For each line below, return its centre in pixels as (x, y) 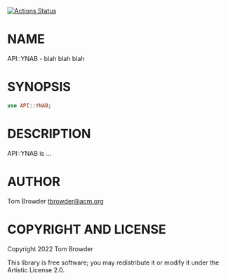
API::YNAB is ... (29, 153)
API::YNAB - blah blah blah (46, 58)
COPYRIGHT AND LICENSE (87, 229)
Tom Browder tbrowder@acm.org (55, 201)
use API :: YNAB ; (29, 105)
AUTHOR (34, 181)
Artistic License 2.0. (36, 269)
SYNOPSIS (39, 87)
